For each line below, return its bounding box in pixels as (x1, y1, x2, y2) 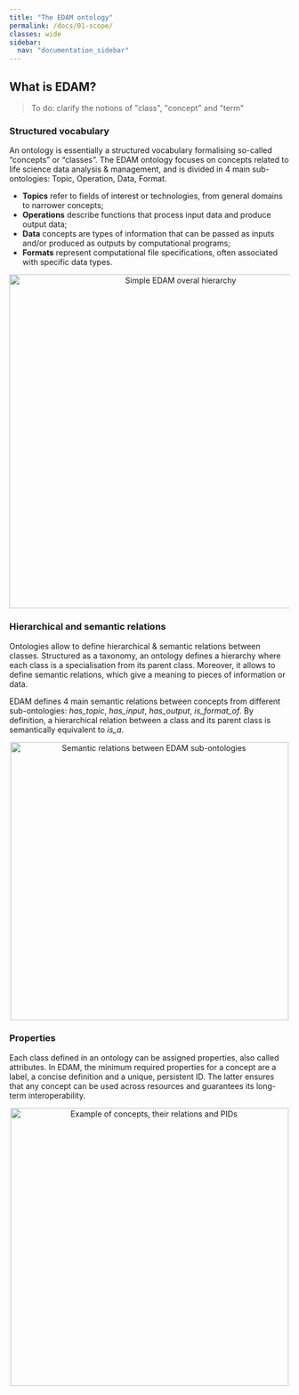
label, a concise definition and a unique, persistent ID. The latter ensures (9, 1071, 275, 1082)
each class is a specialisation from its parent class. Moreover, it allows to (9, 659, 276, 670)
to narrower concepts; (21, 200, 104, 211)
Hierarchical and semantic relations (9, 620, 166, 633)
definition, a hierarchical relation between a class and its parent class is (9, 714, 271, 725)
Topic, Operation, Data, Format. (52, 173, 167, 184)
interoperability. (28, 1090, 86, 1101)
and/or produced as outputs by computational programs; (21, 238, 231, 249)
